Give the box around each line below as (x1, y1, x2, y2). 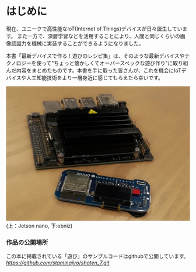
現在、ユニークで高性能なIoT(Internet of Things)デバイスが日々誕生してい (6, 25, 183, 32)
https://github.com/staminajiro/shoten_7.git (6, 259, 110, 266)
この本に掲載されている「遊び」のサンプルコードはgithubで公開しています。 (6, 252, 189, 260)
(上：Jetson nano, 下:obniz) (6, 222, 73, 229)
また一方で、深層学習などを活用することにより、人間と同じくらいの (17, 32, 181, 39)
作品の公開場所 (6, 238, 48, 246)
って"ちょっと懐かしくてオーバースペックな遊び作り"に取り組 (41, 59, 188, 67)
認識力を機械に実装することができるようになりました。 (10, 40, 144, 47)
